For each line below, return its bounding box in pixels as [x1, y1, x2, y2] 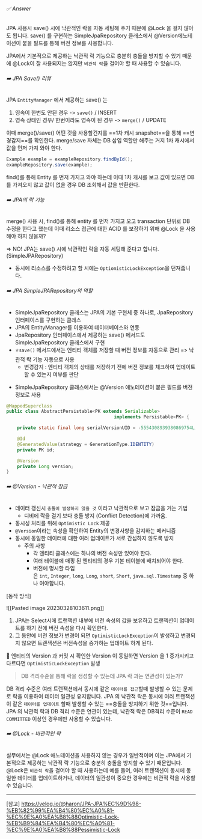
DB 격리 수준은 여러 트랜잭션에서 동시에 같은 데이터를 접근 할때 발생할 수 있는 [6, 685, 182, 692]
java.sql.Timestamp [132, 573, 182, 579]
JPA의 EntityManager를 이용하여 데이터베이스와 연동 [14, 323, 140, 331]
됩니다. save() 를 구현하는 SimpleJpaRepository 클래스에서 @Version [12, 32, 179, 39]
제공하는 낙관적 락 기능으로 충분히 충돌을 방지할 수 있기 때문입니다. [26, 759, 183, 766]
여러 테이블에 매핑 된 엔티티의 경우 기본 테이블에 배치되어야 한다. [32, 557, 184, 564]
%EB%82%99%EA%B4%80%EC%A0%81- [6, 807, 115, 814]
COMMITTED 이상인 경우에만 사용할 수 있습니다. [6, 715, 112, 722]
